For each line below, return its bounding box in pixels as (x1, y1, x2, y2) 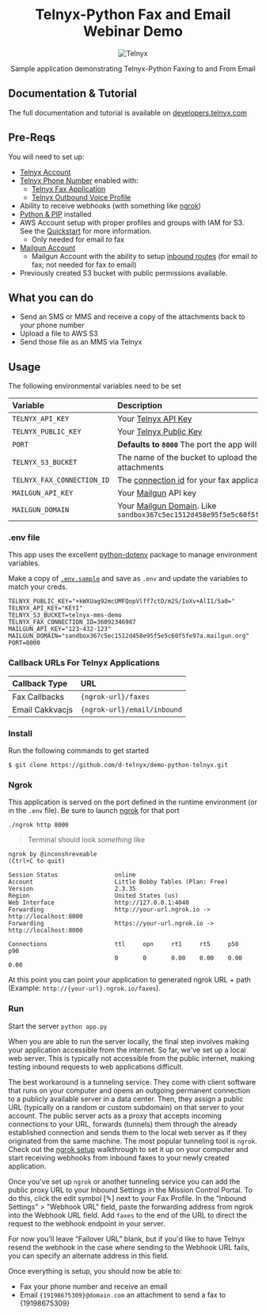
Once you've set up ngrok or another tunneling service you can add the (8, 1176, 241, 1186)
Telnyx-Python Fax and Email (35, 6, 231, 24)
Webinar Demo (82, 22, 184, 40)
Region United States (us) (8, 892, 179, 900)
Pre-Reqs (8, 131, 56, 144)
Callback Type (12, 678, 68, 689)
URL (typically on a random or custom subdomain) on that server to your (8, 1102, 245, 1112)
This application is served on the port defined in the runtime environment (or (8, 797, 257, 807)
